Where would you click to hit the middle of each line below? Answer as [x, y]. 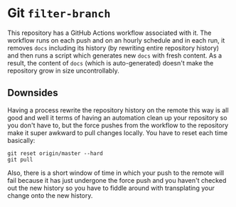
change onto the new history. [50, 195]
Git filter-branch [59, 13]
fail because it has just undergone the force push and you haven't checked [117, 180]
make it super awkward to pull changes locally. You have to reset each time [118, 132]
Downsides [33, 93]
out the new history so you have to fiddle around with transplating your [111, 188]
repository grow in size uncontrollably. [63, 70]
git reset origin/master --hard [55, 153]
